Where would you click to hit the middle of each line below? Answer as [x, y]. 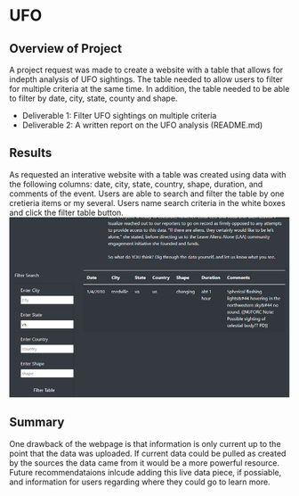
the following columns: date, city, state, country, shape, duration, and [136, 184]
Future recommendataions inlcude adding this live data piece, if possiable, [145, 472]
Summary [37, 422]
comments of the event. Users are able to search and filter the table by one [147, 194]
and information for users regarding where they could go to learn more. [140, 482]
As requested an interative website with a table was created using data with [148, 174]
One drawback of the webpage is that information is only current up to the [145, 443]
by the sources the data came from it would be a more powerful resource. [145, 463]
